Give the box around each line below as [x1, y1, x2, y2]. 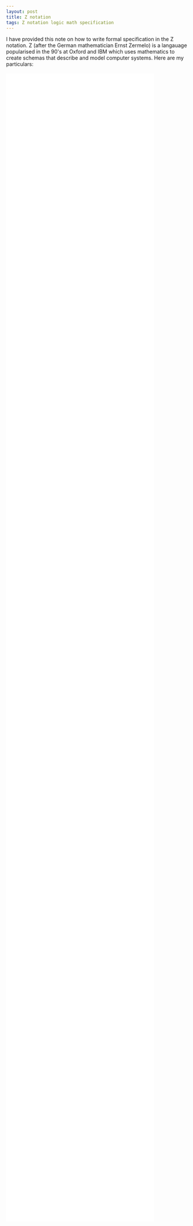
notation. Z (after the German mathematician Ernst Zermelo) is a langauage [6, 42, 188, 49]
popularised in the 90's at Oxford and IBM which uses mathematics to [6, 48, 175, 55]
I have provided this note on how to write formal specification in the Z [6, 36, 174, 43]
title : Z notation [6, 14, 51, 20]
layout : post [6, 8, 38, 15]
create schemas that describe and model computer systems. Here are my [6, 54, 184, 62]
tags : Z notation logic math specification [6, 19, 114, 25]
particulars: [6, 61, 34, 68]
